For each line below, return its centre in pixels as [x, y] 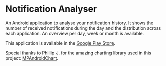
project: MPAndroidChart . [32, 58]
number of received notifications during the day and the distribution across [83, 28]
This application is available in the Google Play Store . [60, 43]
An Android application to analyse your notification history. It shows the [79, 23]
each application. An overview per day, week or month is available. [75, 33]
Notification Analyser [51, 9]
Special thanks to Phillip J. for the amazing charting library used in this [78, 53]
